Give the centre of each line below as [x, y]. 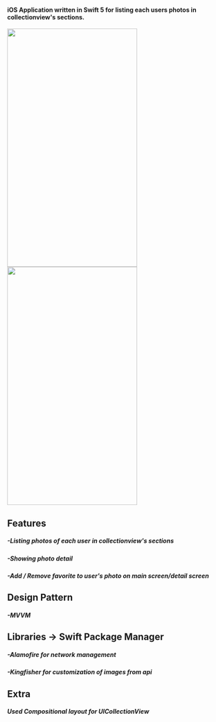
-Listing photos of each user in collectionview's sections [91, 541]
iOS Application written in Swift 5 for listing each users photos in [102, 10]
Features [27, 523]
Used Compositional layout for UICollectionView [78, 712]
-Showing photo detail [40, 558]
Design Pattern [40, 598]
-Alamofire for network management [62, 654]
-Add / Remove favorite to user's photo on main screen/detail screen [108, 576]
